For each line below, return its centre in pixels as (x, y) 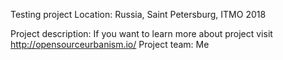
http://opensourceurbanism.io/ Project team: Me (110, 44)
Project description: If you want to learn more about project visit (141, 33)
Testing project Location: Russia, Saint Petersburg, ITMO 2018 (138, 14)
